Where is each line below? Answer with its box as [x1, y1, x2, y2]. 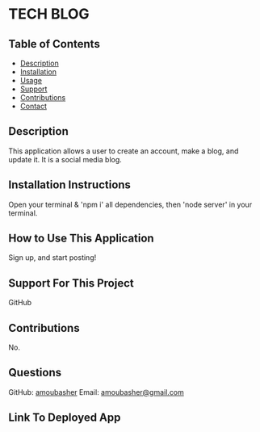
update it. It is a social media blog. [8, 154, 123, 164]
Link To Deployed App [8, 411, 121, 425]
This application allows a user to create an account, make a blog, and [8, 146, 239, 156]
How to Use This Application [8, 232, 155, 245]
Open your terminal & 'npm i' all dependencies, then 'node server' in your [8, 199, 253, 209]
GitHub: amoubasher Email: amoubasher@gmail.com [8, 387, 184, 396]
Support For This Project [8, 276, 135, 290]
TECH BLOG [8, 5, 90, 23]
